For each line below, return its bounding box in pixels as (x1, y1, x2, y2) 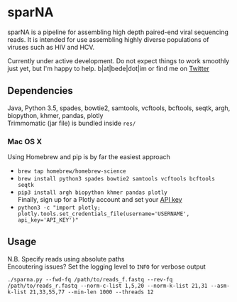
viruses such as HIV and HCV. (7, 43, 95, 51)
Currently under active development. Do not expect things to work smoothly (7, 56, 230, 65)
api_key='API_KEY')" (17, 217, 79, 224)
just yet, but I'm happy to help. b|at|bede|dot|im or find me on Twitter (7, 64, 210, 72)
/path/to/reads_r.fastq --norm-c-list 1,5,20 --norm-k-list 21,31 (7, 282, 208, 289)
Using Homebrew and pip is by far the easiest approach (7, 153, 170, 161)
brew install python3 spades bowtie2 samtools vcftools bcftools (17, 176, 215, 183)
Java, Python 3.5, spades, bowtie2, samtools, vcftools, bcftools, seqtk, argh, (7, 104, 231, 112)
